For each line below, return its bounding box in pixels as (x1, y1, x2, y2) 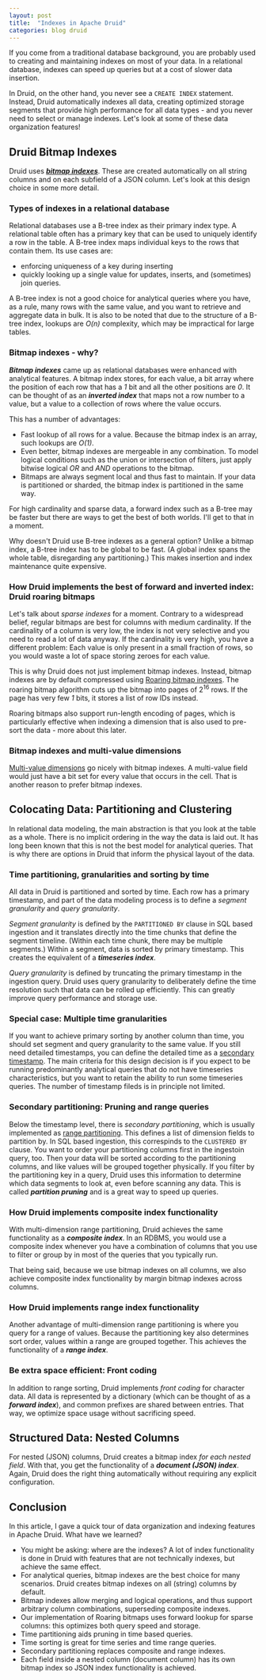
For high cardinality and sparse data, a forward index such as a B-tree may (9, 504, 253, 514)
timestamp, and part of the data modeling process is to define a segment (9, 895, 247, 905)
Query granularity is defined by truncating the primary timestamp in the (9, 968, 242, 978)
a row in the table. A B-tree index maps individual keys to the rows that (9, 238, 240, 247)
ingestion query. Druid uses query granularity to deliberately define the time (9, 976, 256, 987)
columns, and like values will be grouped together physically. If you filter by (9, 1162, 255, 1171)
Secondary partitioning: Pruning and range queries (9, 1102, 209, 1113)
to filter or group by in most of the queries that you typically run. (9, 1250, 218, 1260)
